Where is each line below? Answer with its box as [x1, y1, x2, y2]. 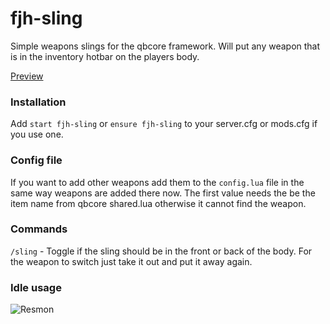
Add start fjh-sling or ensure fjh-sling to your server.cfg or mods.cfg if [10, 118, 318, 130]
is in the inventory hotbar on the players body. [10, 50, 200, 62]
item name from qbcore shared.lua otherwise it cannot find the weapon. [10, 197, 307, 209]
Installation [10, 95, 67, 109]
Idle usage [10, 280, 62, 294]
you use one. [10, 128, 64, 141]
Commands [10, 222, 68, 236]
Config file [10, 153, 63, 167]
